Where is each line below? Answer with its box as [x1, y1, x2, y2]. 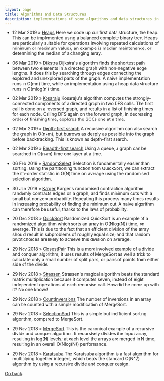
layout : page [5, 7, 32, 12]
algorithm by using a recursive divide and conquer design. [12, 361, 130, 367]
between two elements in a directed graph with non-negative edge [12, 65, 147, 71]
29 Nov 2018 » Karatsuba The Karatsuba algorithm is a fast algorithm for [12, 351, 159, 357]
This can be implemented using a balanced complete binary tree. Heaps [12, 35, 158, 41]
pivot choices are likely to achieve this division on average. [12, 237, 131, 242]
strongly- [133, 95, 151, 101]
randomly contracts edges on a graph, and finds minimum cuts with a [12, 190, 153, 196]
